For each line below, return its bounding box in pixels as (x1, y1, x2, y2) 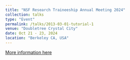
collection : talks (5, 12, 44, 17)
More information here (5, 49, 52, 55)
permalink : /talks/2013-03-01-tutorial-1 (5, 21, 94, 27)
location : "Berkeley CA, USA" (5, 36, 69, 41)
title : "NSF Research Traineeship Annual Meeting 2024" (5, 7, 125, 13)
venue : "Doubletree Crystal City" (5, 26, 78, 31)
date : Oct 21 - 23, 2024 (5, 31, 58, 36)
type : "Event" (5, 17, 35, 22)
